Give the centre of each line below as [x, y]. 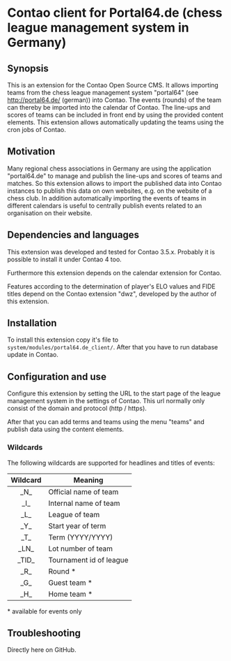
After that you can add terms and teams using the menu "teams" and [106, 422]
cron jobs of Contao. [37, 130]
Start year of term [77, 525]
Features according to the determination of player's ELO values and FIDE [111, 286]
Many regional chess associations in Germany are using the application [109, 168]
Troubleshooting [44, 633]
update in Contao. [33, 355]
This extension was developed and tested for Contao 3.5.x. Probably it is [111, 252]
